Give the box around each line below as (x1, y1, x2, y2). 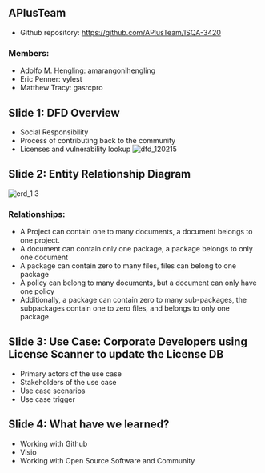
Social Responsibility (19, 127, 89, 137)
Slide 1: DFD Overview (8, 106, 120, 119)
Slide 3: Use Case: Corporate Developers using (8, 335, 248, 349)
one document (19, 252, 69, 263)
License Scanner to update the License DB (8, 347, 224, 361)
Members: (8, 47, 50, 58)
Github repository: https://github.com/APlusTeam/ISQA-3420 (19, 27, 222, 37)
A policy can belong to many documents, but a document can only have (19, 278, 258, 287)
